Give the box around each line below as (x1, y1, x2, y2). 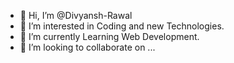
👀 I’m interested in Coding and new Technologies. (19, 20, 225, 32)
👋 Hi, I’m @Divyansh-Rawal (19, 10, 133, 21)
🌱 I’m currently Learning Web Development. (19, 31, 200, 42)
